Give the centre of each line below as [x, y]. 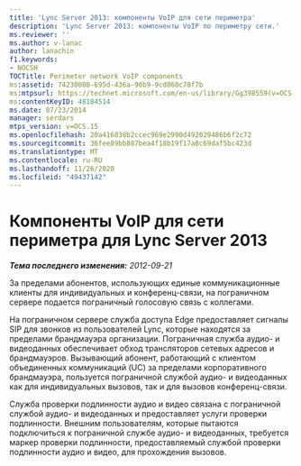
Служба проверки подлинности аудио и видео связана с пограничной [145, 404]
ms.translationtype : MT [54, 151]
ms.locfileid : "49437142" [58, 177]
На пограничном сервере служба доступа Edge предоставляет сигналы [149, 320]
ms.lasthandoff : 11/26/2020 [62, 169]
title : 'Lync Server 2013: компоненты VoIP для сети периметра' [132, 18]
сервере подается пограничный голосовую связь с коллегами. [132, 302]
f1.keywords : [34, 59]
